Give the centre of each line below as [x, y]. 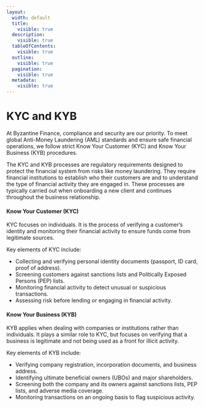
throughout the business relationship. [54, 197]
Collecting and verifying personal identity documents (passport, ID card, [106, 261]
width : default [31, 18]
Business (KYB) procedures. [42, 152]
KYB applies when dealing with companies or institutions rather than [93, 328]
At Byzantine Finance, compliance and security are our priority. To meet [97, 133]
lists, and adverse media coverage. [59, 391]
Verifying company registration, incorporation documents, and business [106, 365]
